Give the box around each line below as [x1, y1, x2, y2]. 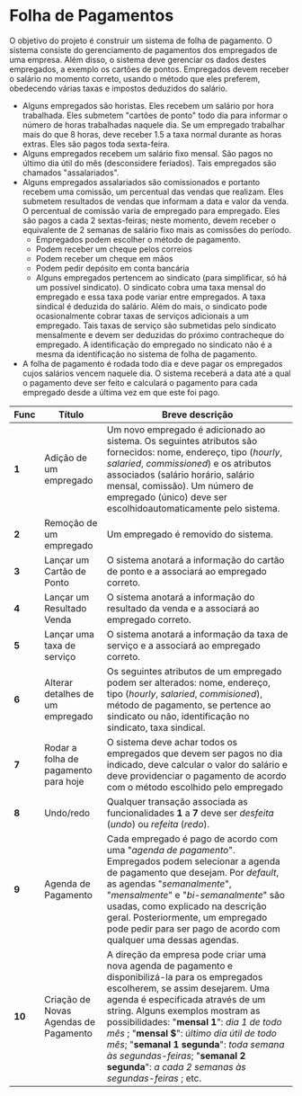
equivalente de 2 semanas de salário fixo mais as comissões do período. [22, 224, 292, 235]
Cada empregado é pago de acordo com [106, 833, 279, 845]
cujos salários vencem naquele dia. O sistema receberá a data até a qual [22, 368, 291, 379]
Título [58, 408, 84, 421]
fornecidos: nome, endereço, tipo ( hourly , [106, 446, 283, 459]
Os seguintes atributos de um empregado [106, 664, 282, 677]
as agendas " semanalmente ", [106, 878, 232, 890]
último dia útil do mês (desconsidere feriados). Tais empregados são [22, 157, 277, 168]
